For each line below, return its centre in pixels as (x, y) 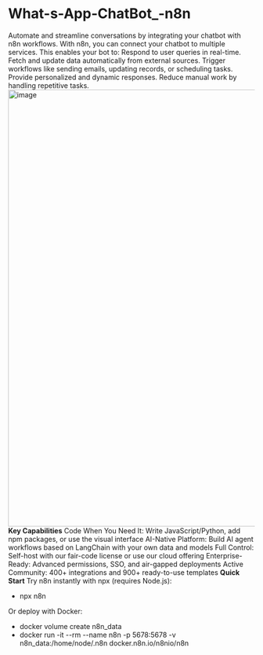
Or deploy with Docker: (45, 611)
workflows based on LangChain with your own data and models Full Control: (131, 547)
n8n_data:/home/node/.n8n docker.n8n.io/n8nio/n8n (104, 643)
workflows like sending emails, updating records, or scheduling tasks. (121, 68)
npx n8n (33, 596)
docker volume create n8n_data (70, 626)
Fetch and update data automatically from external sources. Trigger (117, 60)
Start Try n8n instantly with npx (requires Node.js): (90, 580)
